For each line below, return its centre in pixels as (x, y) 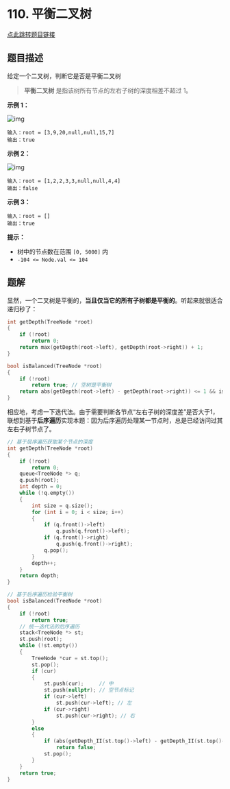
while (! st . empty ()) (49, 646)
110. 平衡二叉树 (50, 14)
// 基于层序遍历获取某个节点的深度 (50, 442)
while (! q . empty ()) (47, 493)
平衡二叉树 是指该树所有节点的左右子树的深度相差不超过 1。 (108, 90)
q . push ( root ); (39, 481)
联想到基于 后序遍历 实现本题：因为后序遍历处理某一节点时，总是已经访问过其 (115, 421)
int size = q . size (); (63, 506)
